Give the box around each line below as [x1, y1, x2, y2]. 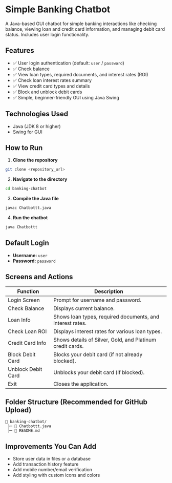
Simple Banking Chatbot [5, 4, 111, 15]
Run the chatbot [12, 215, 48, 221]
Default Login [5, 239, 50, 247]
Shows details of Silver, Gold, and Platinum [53, 336, 156, 343]
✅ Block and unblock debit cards [12, 89, 82, 95]
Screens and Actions [5, 272, 73, 281]
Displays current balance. [53, 305, 115, 312]
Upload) [5, 406, 32, 414]
